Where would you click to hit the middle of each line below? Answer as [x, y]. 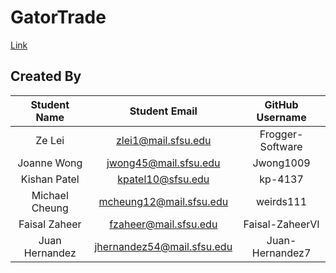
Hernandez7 [281, 253]
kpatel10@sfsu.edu [163, 179]
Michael [50, 195]
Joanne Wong [50, 163]
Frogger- [281, 134]
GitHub [281, 104]
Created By [46, 76]
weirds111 [281, 201]
